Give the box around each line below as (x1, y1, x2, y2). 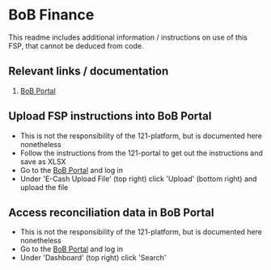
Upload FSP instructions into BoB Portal (8, 109, 212, 123)
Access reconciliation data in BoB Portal (8, 205, 214, 219)
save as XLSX (19, 156, 66, 167)
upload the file (19, 182, 69, 192)
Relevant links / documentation (8, 65, 169, 78)
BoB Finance (8, 6, 95, 24)
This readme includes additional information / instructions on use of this (8, 32, 248, 42)
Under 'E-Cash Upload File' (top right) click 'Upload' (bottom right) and (19, 174, 257, 184)
